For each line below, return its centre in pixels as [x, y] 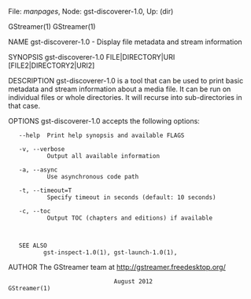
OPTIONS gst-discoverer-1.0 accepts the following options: [104, 121]
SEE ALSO [33, 245]
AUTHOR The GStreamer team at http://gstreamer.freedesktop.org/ [117, 267]
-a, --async [38, 170]
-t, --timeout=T [45, 190]
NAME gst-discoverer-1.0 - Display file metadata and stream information [125, 42]
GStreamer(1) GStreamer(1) [52, 26]
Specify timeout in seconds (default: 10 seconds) [131, 197]
